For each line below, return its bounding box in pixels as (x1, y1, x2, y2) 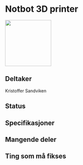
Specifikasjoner (5, 119, 55, 127)
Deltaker (5, 75, 32, 83)
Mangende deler (5, 135, 56, 143)
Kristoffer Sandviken (5, 87, 47, 94)
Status (5, 102, 26, 110)
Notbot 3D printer (5, 3, 79, 15)
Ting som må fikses (5, 152, 66, 161)
